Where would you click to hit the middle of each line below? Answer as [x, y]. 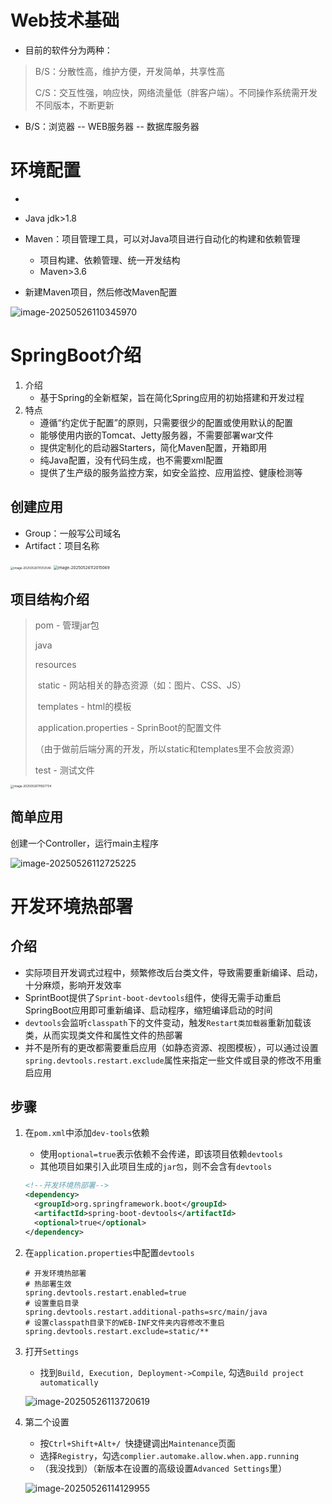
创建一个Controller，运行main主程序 [84, 843]
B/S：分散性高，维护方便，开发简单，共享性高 [129, 71]
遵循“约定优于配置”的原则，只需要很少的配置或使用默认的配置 [166, 422]
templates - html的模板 [84, 707]
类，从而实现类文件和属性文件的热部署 [103, 1035]
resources [55, 665]
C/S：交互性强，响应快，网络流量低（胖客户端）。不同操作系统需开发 [176, 92]
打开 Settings [52, 1351]
